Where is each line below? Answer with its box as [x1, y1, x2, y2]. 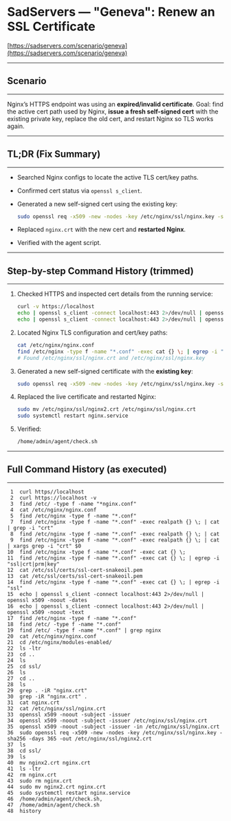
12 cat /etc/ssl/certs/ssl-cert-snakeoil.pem [7, 566, 143, 573]
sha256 [7, 735, 26, 742]
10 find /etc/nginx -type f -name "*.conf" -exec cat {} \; [7, 548, 186, 555]
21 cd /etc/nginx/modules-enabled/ [7, 639, 112, 646]
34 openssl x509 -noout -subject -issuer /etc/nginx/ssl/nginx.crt [7, 717, 208, 724]
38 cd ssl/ [7, 747, 41, 754]
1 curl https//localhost [10, 488, 85, 495]
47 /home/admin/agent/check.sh [7, 801, 100, 809]
